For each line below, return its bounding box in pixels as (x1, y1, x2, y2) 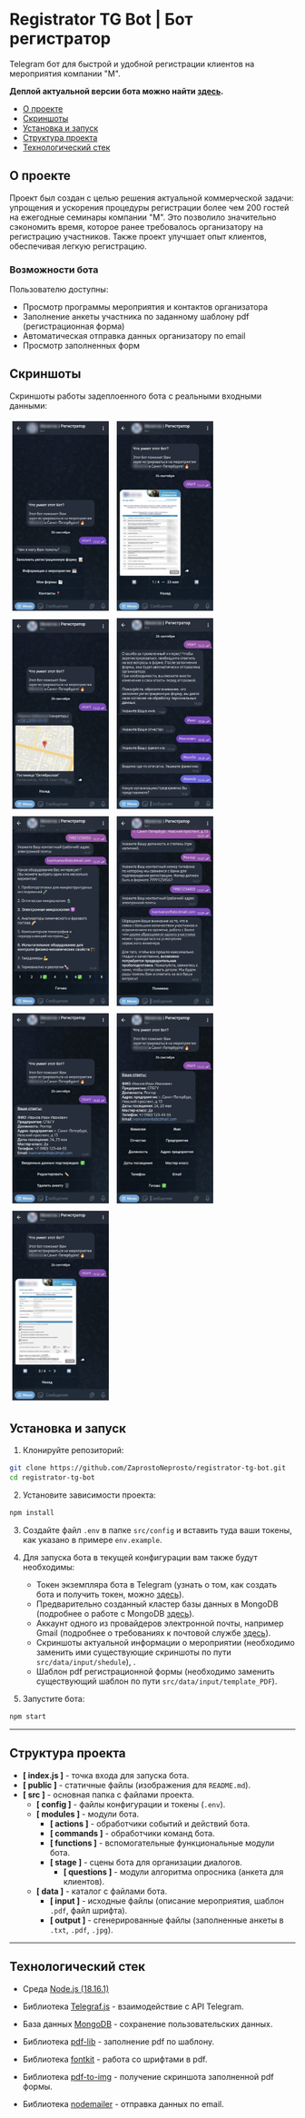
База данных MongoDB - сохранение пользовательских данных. (22, 2018, 273, 2029)
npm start (9, 1712, 47, 1721)
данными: (9, 400, 48, 411)
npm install (9, 1509, 54, 1518)
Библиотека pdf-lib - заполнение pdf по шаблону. (22, 2035, 215, 2047)
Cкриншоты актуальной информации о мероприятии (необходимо (35, 1638, 295, 1648)
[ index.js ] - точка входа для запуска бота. (22, 1769, 190, 1780)
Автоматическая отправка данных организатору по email (22, 331, 246, 341)
